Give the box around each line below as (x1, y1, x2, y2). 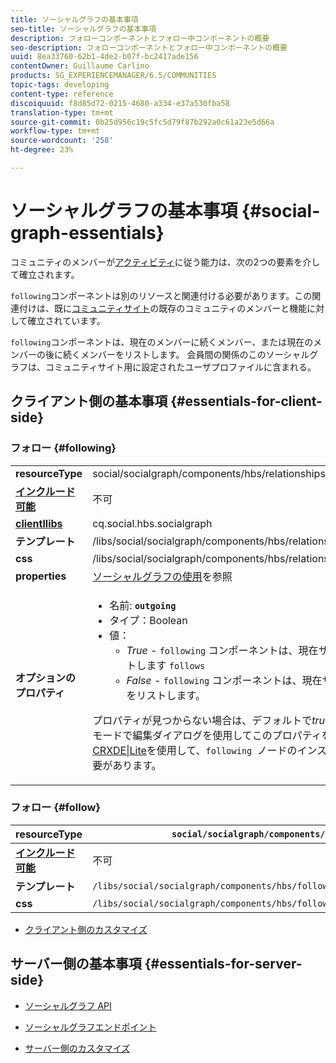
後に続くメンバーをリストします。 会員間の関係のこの (44, 348, 267, 360)
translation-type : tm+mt (10, 107, 114, 118)
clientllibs (15, 516, 63, 530)
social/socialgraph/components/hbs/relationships (92, 466, 326, 480)
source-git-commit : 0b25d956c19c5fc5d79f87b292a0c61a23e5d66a (10, 117, 275, 127)
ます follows (146, 658, 206, 672)
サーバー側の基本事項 (10, 956, 142, 973)
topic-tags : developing (10, 80, 110, 90)
